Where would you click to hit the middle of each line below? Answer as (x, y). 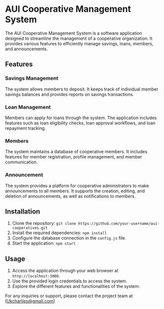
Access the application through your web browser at (65, 271)
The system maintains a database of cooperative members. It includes (76, 152)
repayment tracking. (26, 128)
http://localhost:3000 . (36, 276)
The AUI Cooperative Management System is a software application (74, 33)
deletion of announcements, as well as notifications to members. (70, 196)
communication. (21, 162)
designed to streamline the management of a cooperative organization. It (79, 38)
